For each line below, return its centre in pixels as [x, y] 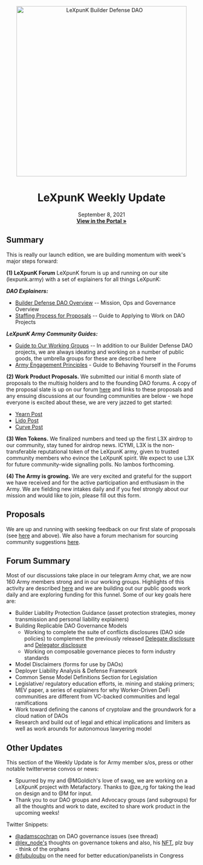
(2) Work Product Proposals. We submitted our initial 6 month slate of [94, 376]
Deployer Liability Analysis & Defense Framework [76, 671]
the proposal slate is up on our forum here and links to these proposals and [100, 389]
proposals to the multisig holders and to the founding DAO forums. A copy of [101, 383]
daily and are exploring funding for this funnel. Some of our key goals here [99, 595]
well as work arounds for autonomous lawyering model [83, 729]
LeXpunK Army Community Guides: [52, 334]
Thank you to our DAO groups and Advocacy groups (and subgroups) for [106, 800]
